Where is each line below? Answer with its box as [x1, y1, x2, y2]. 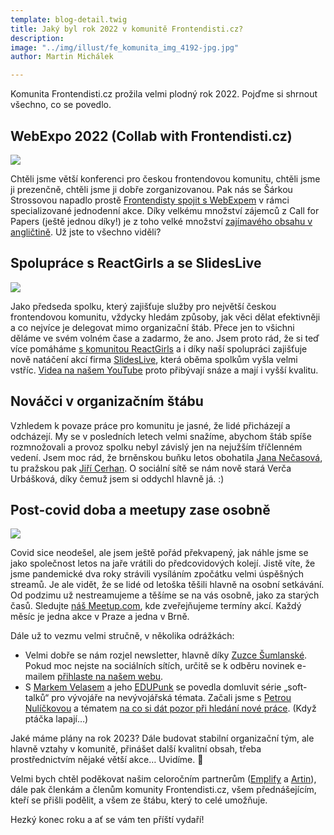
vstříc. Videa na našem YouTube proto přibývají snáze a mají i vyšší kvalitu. [10, 364, 319, 376]
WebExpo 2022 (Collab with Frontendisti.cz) [10, 127, 293, 145]
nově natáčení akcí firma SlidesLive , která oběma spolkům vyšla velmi [10, 353, 298, 365]
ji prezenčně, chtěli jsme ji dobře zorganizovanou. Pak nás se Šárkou [10, 183, 293, 195]
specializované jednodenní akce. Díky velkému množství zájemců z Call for [10, 204, 320, 216]
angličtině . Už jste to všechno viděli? [10, 226, 162, 238]
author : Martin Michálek [10, 52, 114, 62]
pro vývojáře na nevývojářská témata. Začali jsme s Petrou [51, 692, 292, 704]
